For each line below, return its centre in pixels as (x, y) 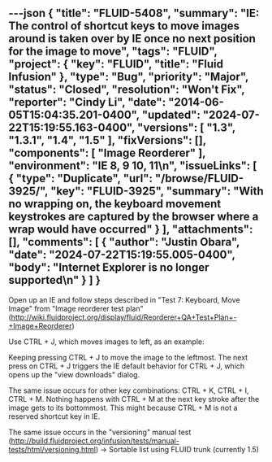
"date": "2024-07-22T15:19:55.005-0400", (122, 255)
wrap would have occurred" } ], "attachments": (131, 230)
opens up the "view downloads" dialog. (74, 374)
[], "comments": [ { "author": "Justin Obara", (124, 242)
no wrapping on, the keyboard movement (115, 204)
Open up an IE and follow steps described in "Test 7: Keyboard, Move (125, 299)
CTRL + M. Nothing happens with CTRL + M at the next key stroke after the (134, 399)
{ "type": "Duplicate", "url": (80, 179)
